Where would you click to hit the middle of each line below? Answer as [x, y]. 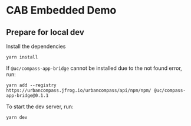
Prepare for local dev [45, 32]
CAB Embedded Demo [61, 10]
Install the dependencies [36, 46]
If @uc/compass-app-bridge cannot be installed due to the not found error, [94, 68]
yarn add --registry [32, 85]
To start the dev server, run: [40, 106]
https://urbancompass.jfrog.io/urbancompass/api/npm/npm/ [79, 91]
